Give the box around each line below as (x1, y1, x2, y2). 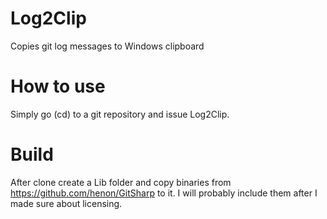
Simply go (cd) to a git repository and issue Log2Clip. (10, 108, 230, 120)
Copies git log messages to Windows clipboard (10, 40, 205, 52)
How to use (10, 75, 106, 98)
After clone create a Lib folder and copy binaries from (10, 176, 232, 188)
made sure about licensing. (10, 197, 123, 209)
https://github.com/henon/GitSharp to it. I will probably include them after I (10, 187, 318, 199)
